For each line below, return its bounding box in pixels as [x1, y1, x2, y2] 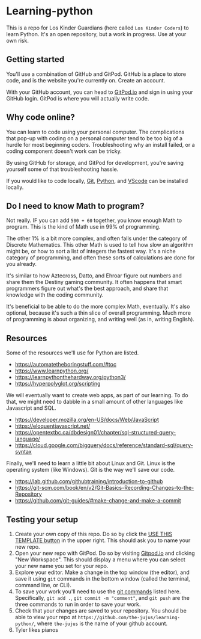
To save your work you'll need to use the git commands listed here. [14, 588, 181, 595]
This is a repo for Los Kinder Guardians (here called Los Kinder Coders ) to [6, 24, 189, 31]
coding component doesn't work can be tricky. [6, 147, 122, 155]
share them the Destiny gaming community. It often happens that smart [6, 279, 182, 286]
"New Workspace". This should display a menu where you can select [14, 556, 185, 563]
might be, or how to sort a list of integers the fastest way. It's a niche [6, 248, 176, 255]
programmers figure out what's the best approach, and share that [6, 285, 169, 292]
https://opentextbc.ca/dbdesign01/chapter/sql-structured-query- [14, 429, 176, 436]
